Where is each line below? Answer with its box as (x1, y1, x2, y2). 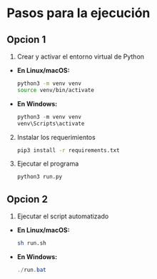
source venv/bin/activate (16, 86, 94, 93)
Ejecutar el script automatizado (16, 212, 109, 220)
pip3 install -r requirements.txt (16, 146, 120, 154)
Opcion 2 (6, 193, 48, 205)
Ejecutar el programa (16, 159, 79, 168)
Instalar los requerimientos (16, 133, 96, 141)
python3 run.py (16, 173, 63, 181)
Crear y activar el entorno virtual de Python (16, 52, 144, 61)
